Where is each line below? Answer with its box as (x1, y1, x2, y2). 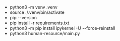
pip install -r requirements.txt (9, 20, 69, 26)
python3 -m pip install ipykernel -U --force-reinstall (9, 25, 116, 31)
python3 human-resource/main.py (9, 31, 80, 36)
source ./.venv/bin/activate (9, 9, 64, 15)
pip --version (9, 15, 37, 20)
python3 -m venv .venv (9, 4, 58, 10)
